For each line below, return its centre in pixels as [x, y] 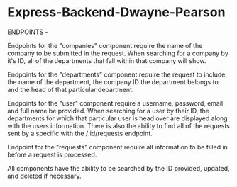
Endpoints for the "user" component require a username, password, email [115, 103]
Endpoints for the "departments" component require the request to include [116, 74]
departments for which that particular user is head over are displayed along [118, 118]
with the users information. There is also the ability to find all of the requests [119, 125]
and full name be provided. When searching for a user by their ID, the [108, 110]
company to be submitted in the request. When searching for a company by [118, 53]
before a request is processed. [52, 154]
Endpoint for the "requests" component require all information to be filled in [118, 147]
